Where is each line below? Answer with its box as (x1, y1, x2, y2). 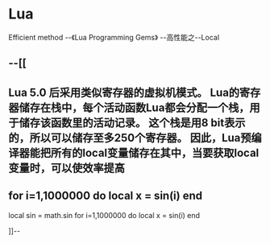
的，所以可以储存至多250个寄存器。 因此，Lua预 (8, 130, 251, 145)
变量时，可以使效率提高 (8, 161, 125, 175)
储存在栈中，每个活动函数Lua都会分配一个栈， (19, 101, 250, 114)
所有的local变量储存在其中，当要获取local (50, 146, 260, 159)
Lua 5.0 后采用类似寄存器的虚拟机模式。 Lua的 (8, 85, 240, 99)
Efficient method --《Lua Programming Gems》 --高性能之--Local (8, 32, 220, 42)
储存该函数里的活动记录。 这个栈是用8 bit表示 (19, 116, 246, 130)
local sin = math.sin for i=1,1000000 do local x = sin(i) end (8, 210, 200, 220)
